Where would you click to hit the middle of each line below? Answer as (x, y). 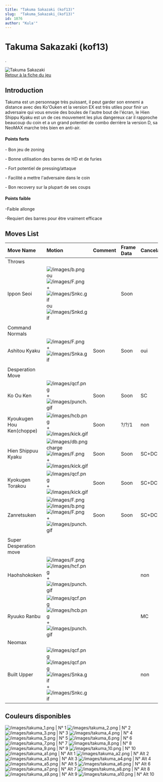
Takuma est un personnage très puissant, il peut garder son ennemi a (74, 102)
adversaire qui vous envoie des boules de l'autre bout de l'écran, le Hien (77, 112)
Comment (105, 250)
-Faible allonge (20, 209)
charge (55, 448)
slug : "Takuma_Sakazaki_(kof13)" (40, 14)
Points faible (18, 198)
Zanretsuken (22, 515)
